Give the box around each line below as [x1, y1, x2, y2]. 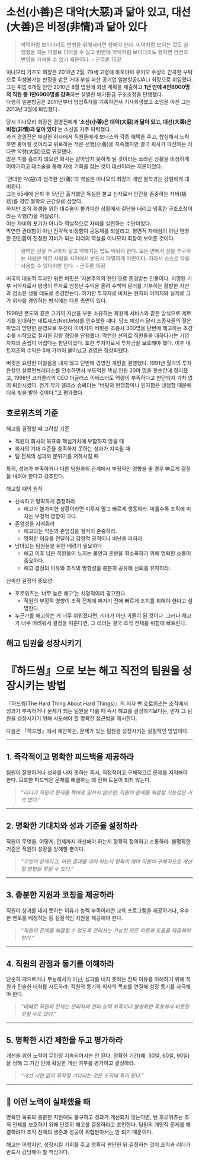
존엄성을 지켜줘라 [14, 520, 55, 527]
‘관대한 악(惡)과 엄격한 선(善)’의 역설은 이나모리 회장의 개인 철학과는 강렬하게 [6, 175, 184, 182]
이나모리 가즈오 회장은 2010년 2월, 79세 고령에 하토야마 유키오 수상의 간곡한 [6, 68, 182, 75]
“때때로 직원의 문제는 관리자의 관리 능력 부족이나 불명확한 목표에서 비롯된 [20, 1003, 190, 1010]
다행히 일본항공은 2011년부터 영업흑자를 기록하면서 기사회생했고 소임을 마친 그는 [6, 98, 191, 105]
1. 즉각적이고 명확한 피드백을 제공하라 [6, 752, 134, 762]
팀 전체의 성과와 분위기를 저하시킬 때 [14, 452, 99, 459]
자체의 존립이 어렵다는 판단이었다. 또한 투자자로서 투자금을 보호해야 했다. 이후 [6, 339, 185, 346]
